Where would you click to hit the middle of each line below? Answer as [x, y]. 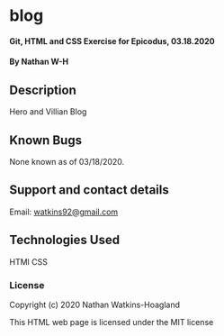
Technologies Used [64, 240]
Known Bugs [46, 140]
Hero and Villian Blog [48, 112]
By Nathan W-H [39, 62]
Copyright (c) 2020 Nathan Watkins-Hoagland [94, 304]
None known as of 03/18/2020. [67, 162]
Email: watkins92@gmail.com [64, 212]
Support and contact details [89, 190]
